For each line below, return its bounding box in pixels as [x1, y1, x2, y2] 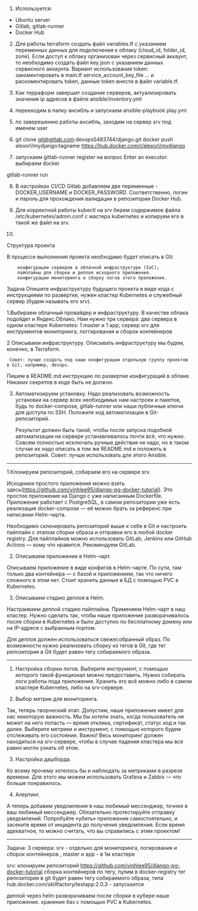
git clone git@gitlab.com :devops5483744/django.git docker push [15, 136, 173, 143]
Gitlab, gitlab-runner [15, 23, 65, 29]
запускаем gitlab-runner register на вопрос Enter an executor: [15, 154, 168, 161]
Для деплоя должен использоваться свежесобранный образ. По [6, 636, 170, 643]
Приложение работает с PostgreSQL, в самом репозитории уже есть [6, 498, 180, 506]
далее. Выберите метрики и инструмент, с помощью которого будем [6, 726, 182, 732]
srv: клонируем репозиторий [6, 862, 79, 869]
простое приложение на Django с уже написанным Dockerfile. [6, 493, 163, 499]
